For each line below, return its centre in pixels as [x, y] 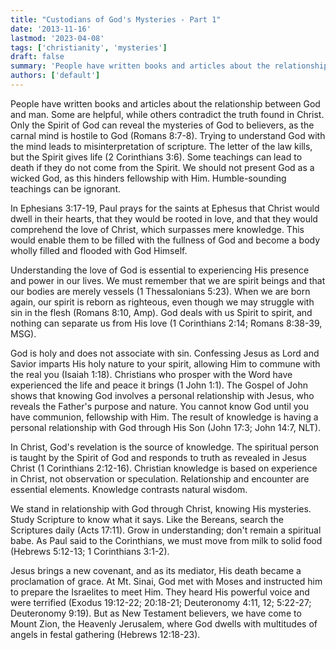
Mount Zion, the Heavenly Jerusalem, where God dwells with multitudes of [164, 623]
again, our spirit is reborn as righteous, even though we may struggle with [162, 302]
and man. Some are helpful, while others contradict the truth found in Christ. [167, 114]
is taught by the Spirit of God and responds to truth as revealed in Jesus [158, 457]
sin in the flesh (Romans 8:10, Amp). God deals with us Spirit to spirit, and [161, 312]
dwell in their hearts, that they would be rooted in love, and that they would [164, 218]
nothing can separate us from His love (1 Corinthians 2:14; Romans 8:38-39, [166, 323]
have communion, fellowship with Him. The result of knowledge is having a [164, 417]
